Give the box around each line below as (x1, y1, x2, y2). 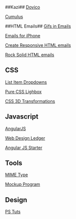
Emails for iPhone (5, 33, 41, 38)
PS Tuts (5, 209, 21, 215)
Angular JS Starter (5, 145, 43, 151)
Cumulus (5, 14, 24, 19)
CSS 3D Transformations (5, 98, 55, 104)
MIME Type (5, 172, 28, 178)
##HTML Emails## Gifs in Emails (5, 23, 71, 29)
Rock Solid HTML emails (5, 52, 54, 58)
